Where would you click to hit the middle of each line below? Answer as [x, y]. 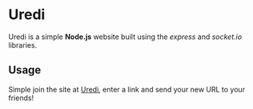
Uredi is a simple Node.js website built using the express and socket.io [125, 37]
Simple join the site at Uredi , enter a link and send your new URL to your [127, 89]
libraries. [23, 45]
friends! [21, 98]
